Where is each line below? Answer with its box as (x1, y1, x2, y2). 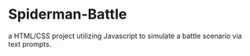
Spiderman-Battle (8, 5, 127, 23)
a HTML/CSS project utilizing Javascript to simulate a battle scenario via (8, 31, 242, 40)
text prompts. (8, 39, 52, 48)
